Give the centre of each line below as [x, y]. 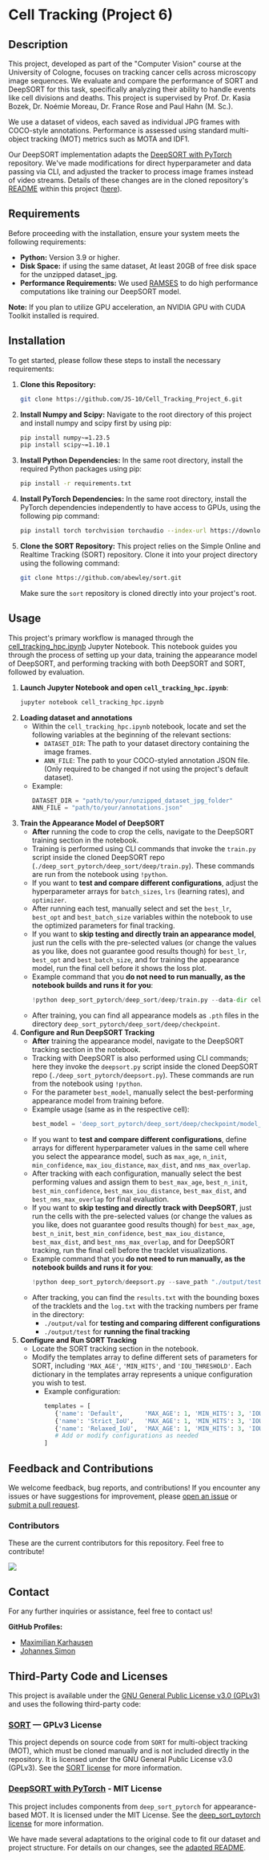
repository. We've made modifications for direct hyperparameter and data [130, 163]
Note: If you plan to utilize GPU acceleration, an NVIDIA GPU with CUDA [127, 307]
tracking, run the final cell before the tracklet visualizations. [130, 1250]
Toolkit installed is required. [54, 316]
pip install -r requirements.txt [76, 483]
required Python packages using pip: [81, 469]
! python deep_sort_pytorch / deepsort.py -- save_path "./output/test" [149, 1283]
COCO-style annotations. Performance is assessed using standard [118, 131]
